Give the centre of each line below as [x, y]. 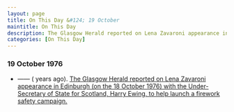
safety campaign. [42, 101]
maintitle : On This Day [42, 26]
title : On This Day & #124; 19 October [63, 20]
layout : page [26, 14]
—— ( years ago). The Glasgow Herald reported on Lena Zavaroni [111, 79]
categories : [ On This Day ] [46, 40]
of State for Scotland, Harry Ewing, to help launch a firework [134, 94]
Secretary [32, 94]
